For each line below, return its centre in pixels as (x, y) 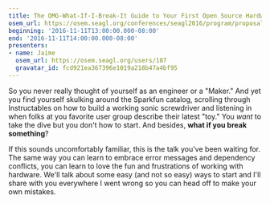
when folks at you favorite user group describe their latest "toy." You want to (135, 116)
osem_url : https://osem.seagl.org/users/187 (91, 61)
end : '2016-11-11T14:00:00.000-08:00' (73, 38)
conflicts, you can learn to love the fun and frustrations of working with (126, 166)
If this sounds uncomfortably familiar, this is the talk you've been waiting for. (135, 148)
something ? (29, 133)
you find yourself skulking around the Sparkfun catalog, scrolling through (129, 99)
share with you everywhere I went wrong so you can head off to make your (133, 183)
